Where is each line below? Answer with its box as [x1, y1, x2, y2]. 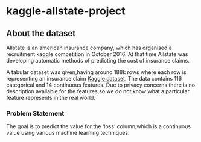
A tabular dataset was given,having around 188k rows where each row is [6, 69, 187, 76]
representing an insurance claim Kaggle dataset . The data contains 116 [6, 75, 182, 82]
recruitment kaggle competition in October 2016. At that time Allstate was [6, 51, 188, 58]
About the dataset [6, 28, 76, 39]
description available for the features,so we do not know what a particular [6, 88, 190, 94]
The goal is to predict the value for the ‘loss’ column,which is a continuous [6, 123, 191, 130]
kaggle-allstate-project [6, 4, 126, 18]
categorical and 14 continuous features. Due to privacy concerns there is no [6, 81, 195, 88]
